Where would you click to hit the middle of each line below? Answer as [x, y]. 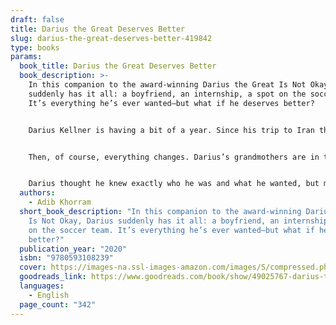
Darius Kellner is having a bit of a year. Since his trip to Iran [171, 130]
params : [26, 57]
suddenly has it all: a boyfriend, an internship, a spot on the [167, 94]
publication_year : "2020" [73, 249]
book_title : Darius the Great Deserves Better [118, 66]
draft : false [37, 19]
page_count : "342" [58, 304]
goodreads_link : [53, 277]
